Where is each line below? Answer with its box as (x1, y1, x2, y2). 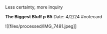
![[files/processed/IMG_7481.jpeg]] (5, 23, 77, 29)
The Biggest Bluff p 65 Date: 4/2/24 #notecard (5, 14, 102, 19)
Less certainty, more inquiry (5, 4, 63, 10)
